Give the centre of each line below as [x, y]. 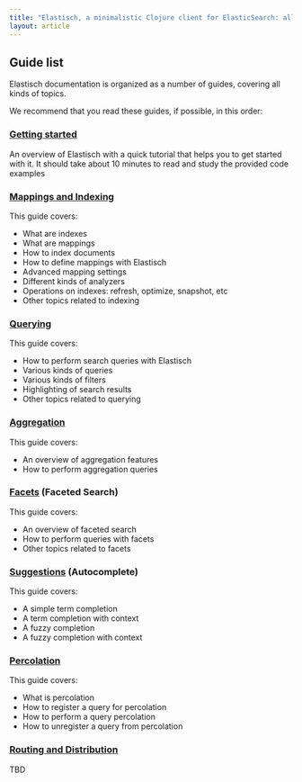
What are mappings [59, 243]
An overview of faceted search [80, 529]
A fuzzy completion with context [82, 638]
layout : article [40, 26]
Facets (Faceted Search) [64, 492]
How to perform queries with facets [88, 539]
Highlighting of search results [77, 390]
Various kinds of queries [67, 371]
